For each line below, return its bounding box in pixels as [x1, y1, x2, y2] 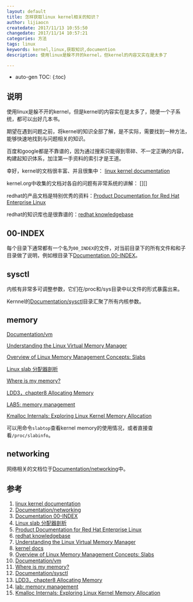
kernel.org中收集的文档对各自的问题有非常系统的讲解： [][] [6, 180, 148, 187]
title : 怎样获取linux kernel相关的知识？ [6, 14, 100, 20]
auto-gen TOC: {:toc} [15, 73, 66, 80]
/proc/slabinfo [12, 432, 49, 439]
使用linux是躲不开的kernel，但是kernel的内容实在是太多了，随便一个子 [6, 108, 176, 115]
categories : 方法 [6, 36, 47, 42]
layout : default [6, 8, 46, 15]
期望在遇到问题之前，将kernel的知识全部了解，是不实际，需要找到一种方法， [6, 128, 190, 135]
